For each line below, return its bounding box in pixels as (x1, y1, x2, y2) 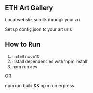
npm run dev (12, 63, 38, 70)
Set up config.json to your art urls (5, 26, 72, 32)
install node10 (12, 53, 40, 59)
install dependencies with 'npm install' (12, 58, 89, 64)
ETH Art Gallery (5, 4, 53, 12)
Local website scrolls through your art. (5, 17, 82, 22)
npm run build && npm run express (5, 82, 74, 88)
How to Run (5, 40, 41, 49)
